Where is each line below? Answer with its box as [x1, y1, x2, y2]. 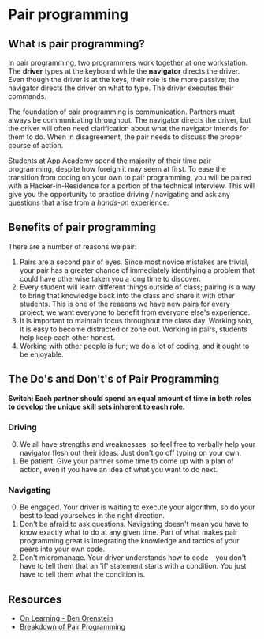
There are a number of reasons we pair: [8, 241, 137, 251]
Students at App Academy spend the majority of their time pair [8, 156, 211, 165]
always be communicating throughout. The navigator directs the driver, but [8, 115, 251, 124]
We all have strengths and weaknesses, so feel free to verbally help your [19, 439, 256, 448]
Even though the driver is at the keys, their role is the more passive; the [8, 75, 240, 84]
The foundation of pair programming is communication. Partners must [8, 107, 235, 116]
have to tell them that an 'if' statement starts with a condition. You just [19, 561, 247, 571]
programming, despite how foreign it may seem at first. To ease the [8, 164, 227, 173]
